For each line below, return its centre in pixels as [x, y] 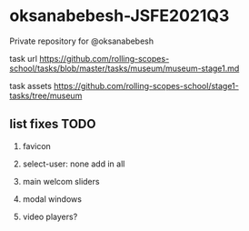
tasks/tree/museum [46, 95]
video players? [50, 216]
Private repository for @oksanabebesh [82, 41]
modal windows [52, 199]
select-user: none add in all [74, 164]
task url [24, 58]
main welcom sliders [61, 181]
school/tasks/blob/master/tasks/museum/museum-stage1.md [124, 68]
